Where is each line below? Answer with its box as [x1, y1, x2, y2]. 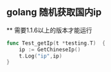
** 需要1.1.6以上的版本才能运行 [6, 26, 92, 34]
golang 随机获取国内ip [6, 6, 102, 19]
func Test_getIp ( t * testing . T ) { [6, 40, 106, 47]
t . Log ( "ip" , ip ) [19, 52, 63, 60]
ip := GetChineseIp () [19, 46, 81, 53]
